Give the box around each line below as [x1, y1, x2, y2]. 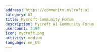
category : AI [5, 12, 33, 17]
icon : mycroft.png [5, 31, 44, 36]
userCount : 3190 [5, 26, 40, 31]
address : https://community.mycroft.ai [5, 7, 90, 13]
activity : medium [5, 36, 42, 41]
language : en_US [5, 40, 40, 45]
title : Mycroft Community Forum [5, 17, 74, 22]
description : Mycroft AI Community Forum [5, 21, 94, 27]
